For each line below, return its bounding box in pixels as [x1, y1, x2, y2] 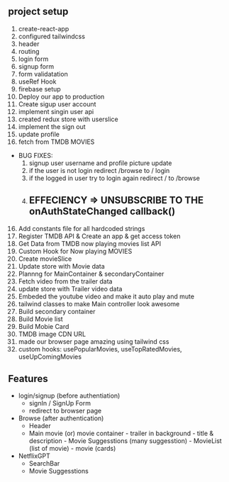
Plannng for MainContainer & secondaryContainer [18, 269, 164, 278]
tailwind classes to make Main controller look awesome [18, 299, 180, 308]
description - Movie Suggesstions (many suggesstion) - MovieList [28, 437, 222, 445]
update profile [18, 130, 60, 138]
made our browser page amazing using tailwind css [18, 337, 169, 346]
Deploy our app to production [18, 92, 105, 101]
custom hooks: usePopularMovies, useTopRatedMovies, [18, 344, 183, 353]
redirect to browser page [28, 407, 102, 415]
